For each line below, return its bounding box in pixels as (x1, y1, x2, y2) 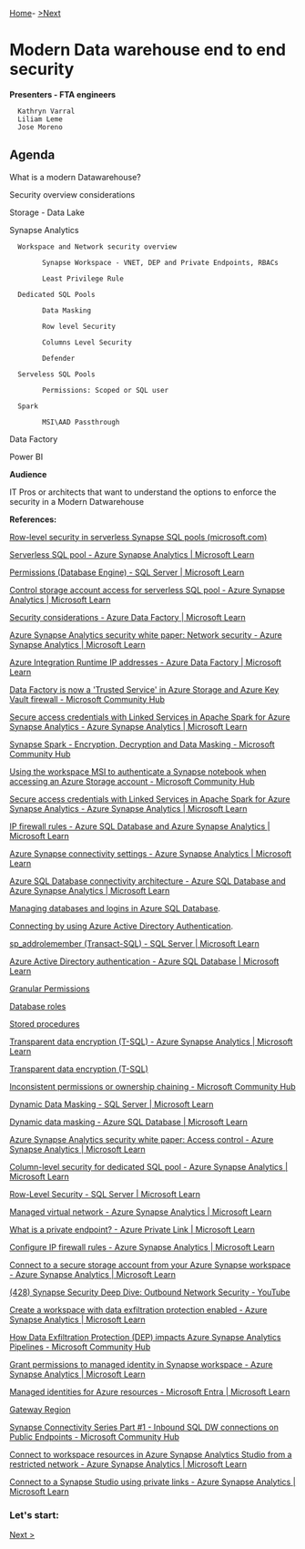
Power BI (9, 451, 44, 462)
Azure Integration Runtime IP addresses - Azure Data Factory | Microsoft (9, 656, 282, 668)
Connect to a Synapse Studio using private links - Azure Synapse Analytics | (9, 1476, 296, 1487)
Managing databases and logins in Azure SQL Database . (9, 902, 221, 914)
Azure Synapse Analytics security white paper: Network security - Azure (9, 629, 282, 641)
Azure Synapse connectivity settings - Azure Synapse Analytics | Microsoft (9, 847, 292, 859)
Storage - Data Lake (9, 207, 85, 218)
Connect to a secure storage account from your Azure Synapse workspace (9, 1259, 291, 1270)
